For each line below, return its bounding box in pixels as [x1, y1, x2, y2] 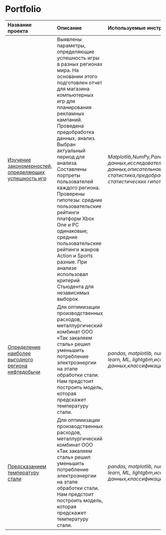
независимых [56, 289, 90, 296]
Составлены [56, 166, 87, 173]
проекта [7, 27, 28, 34]
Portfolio [5, 3, 41, 15]
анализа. [56, 159, 78, 166]
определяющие [56, 48, 95, 55]
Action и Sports [56, 252, 93, 259]
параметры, [56, 42, 86, 49]
